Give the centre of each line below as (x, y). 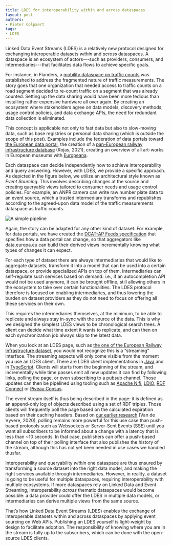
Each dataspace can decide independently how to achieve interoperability (83, 165)
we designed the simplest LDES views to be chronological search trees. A (83, 324)
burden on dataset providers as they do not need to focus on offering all (81, 298)
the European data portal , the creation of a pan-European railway (74, 144)
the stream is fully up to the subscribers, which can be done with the (78, 532)
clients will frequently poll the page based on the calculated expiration (79, 409)
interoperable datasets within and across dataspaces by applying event (81, 516)
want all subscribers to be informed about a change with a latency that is (82, 431)
